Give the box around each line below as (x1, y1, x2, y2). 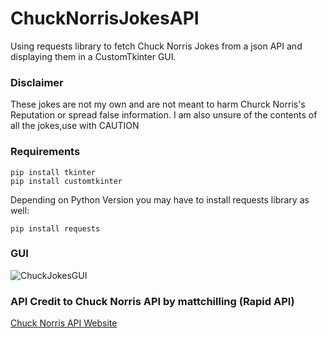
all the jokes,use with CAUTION (10, 120, 140, 132)
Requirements (10, 145, 81, 159)
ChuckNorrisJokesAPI (10, 7, 200, 30)
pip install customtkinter (10, 176, 123, 186)
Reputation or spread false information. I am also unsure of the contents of (10, 109, 318, 121)
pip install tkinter (10, 167, 97, 177)
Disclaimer (10, 75, 64, 89)
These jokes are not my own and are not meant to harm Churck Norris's (10, 98, 306, 111)
